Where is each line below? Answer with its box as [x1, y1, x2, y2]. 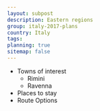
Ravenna [27, 82, 53, 90]
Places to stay [16, 88, 57, 97]
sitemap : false [7, 49, 51, 56]
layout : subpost [7, 10, 53, 17]
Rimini [27, 74, 45, 82]
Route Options [16, 96, 58, 104]
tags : [7, 36, 23, 42]
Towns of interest [16, 66, 66, 75]
